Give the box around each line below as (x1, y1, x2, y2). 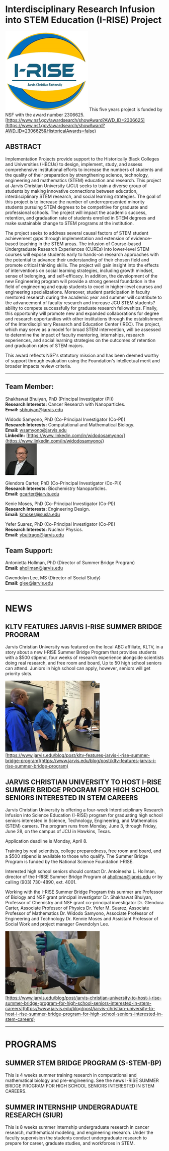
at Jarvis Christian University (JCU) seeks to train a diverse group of (5, 183, 147, 189)
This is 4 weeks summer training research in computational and (5, 1072, 137, 1078)
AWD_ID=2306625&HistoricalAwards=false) (5, 128, 97, 134)
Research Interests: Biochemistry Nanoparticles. (5, 485, 107, 491)
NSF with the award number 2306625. (5, 112, 84, 118)
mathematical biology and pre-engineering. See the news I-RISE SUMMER (5, 1077, 159, 1083)
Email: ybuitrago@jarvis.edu (5, 531, 64, 538)
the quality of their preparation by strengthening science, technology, (5, 172, 149, 178)
